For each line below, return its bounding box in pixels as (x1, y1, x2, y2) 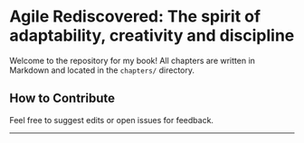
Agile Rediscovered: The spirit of (9, 6, 261, 27)
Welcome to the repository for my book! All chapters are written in (9, 55, 256, 66)
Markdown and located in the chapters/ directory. (9, 65, 195, 76)
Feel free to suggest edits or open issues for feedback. (9, 114, 214, 125)
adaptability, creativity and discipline (9, 25, 295, 46)
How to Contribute (9, 91, 116, 106)
